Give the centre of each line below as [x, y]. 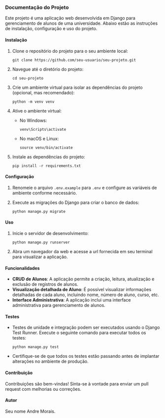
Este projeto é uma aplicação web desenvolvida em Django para [70, 18]
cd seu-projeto [28, 78]
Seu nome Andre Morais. [30, 411]
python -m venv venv [33, 102]
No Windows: [33, 120]
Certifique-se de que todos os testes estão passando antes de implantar [86, 356]
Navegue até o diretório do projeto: [48, 69]
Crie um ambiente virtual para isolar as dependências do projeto [77, 87]
